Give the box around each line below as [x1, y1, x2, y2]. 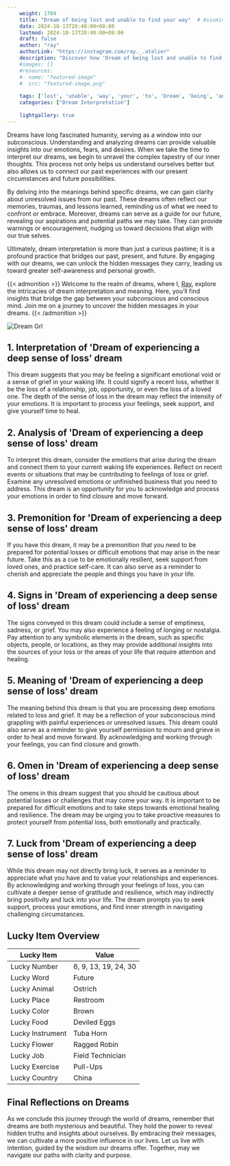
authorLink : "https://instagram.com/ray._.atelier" [19, 49, 170, 55]
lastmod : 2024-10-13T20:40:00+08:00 [19, 29, 125, 36]
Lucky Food [10, 1017, 49, 1027]
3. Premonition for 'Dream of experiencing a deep [7, 511, 222, 524]
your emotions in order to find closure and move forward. [7, 492, 169, 500]
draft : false [19, 36, 57, 42]
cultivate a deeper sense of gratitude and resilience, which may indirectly [7, 888, 214, 897]
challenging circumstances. [7, 910, 85, 918]
